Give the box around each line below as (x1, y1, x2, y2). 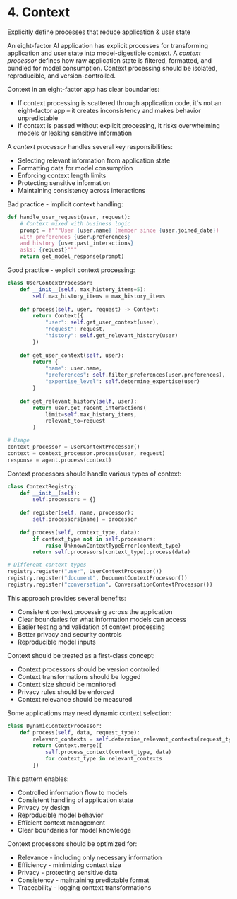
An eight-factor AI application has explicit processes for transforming (7, 41, 209, 49)
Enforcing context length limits (17, 171, 107, 180)
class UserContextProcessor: (7, 280, 93, 287)
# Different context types (7, 561, 87, 569)
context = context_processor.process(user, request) (7, 449, 166, 457)
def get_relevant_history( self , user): (20, 397, 138, 405)
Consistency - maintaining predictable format (17, 876, 150, 884)
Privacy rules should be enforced (17, 687, 114, 696)
